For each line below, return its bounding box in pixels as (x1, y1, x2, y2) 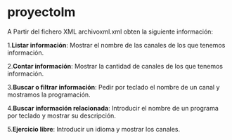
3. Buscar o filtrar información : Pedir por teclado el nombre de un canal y (7, 83, 220, 91)
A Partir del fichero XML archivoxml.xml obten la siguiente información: (7, 27, 213, 36)
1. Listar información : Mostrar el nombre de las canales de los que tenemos (7, 41, 226, 49)
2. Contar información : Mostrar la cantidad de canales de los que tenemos (7, 62, 224, 70)
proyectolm (7, 4, 76, 20)
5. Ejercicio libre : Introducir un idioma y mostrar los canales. (7, 125, 181, 133)
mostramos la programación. (7, 90, 91, 99)
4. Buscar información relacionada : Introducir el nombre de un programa (7, 104, 219, 112)
